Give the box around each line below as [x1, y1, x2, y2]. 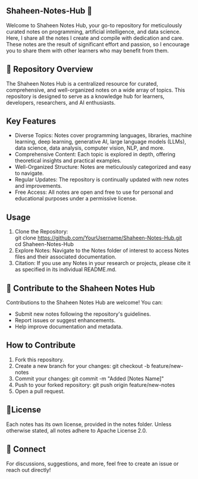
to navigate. [14, 170, 44, 177]
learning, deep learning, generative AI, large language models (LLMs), [14, 138, 186, 146]
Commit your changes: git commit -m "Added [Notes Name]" [14, 375, 164, 382]
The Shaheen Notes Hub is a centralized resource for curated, [6, 80, 159, 87]
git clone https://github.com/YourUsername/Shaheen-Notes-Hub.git [14, 234, 183, 241]
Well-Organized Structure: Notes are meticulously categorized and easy [14, 163, 191, 171]
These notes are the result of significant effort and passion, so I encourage [6, 40, 190, 48]
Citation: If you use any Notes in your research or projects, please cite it [14, 260, 191, 267]
